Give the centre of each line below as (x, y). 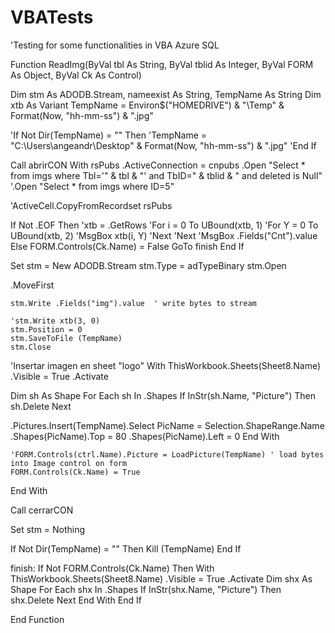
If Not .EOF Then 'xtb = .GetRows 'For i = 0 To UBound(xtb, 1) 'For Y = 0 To (164, 225)
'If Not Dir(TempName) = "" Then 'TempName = (109, 135)
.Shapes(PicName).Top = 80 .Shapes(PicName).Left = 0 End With (145, 436)
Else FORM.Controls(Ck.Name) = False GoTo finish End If (127, 246)
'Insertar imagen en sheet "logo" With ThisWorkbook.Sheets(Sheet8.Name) (166, 365)
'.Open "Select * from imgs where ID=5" (92, 186)
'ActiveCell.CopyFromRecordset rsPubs (91, 205)
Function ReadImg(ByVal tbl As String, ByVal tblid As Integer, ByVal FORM (162, 64)
